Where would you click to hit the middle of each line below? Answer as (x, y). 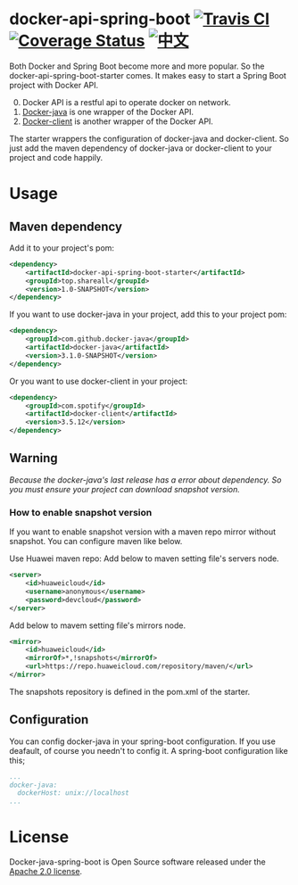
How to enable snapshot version (81, 512)
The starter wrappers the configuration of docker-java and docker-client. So (149, 138)
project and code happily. (56, 157)
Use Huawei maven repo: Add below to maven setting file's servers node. (144, 558)
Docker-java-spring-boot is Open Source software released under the (137, 862)
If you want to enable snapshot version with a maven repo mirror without (143, 532)
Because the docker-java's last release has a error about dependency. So (145, 480)
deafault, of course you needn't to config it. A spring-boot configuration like (149, 750)
